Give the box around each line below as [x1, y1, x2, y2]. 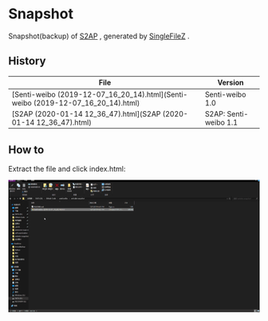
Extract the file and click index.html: [8, 164, 126, 174]
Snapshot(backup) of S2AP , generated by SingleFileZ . [8, 31, 190, 41]
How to [8, 143, 45, 157]
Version [217, 77, 244, 88]
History [8, 54, 46, 68]
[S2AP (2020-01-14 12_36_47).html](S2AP [11, 109, 161, 118]
